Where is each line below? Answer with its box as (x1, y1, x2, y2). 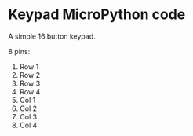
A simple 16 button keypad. (8, 31, 96, 41)
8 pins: (8, 46, 31, 56)
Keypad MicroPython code (8, 6, 186, 24)
